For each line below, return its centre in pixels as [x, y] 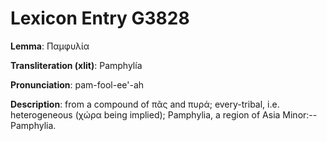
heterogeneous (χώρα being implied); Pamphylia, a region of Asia [145, 114]
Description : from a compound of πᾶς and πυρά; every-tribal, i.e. [145, 104]
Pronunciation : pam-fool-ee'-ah [77, 84]
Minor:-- [300, 114]
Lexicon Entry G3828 [100, 18]
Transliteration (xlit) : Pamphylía [76, 65]
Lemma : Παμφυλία [50, 46]
